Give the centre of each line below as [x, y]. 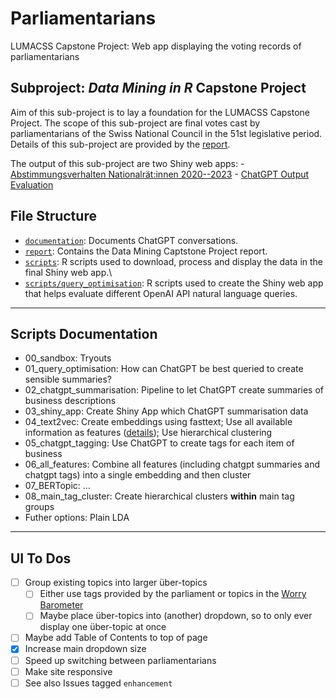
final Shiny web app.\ [68, 272]
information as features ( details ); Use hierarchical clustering [148, 433]
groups [39, 507]
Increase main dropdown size [85, 649]
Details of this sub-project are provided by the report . [120, 144]
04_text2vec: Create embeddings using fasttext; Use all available [158, 422]
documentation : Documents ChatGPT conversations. [131, 240]
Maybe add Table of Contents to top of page [116, 638]
